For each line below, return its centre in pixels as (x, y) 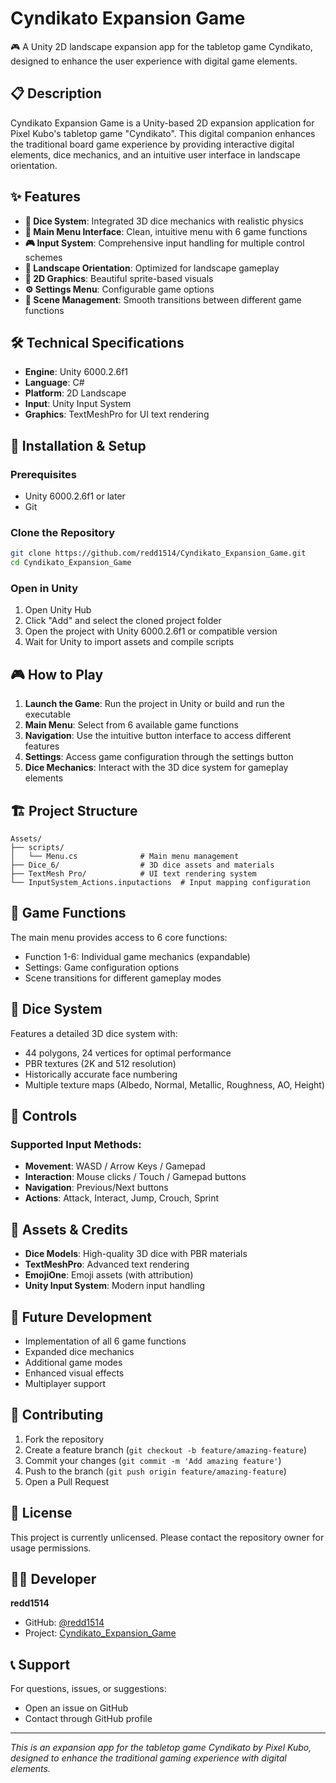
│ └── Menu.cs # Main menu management (125, 857)
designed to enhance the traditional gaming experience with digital (148, 1758)
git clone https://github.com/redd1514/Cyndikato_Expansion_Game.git (158, 553)
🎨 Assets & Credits (69, 1229)
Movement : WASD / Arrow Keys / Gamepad (115, 1166)
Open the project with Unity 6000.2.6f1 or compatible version (151, 631)
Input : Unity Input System (78, 404)
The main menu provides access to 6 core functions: (119, 937)
